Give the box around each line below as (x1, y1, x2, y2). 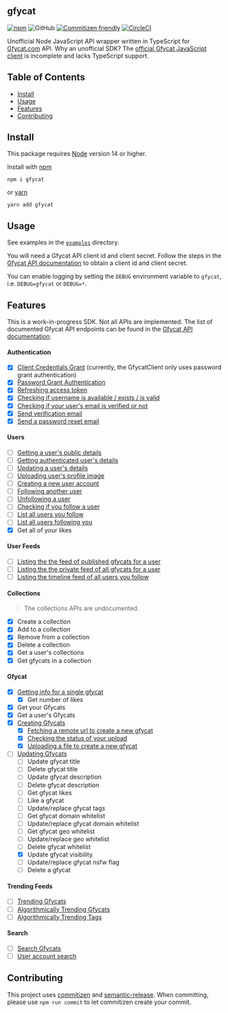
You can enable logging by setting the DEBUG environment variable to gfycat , (7, 272, 222, 281)
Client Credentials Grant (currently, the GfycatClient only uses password (16, 363, 222, 371)
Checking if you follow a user (16, 502, 100, 511)
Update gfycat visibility (27, 850, 93, 859)
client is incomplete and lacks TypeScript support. (7, 51, 149, 60)
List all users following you (16, 518, 93, 526)
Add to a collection (16, 625, 71, 633)
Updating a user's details (16, 464, 88, 472)
